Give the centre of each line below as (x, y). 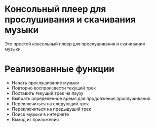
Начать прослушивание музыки (45, 83)
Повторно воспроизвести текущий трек (54, 88)
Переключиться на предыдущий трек (52, 109)
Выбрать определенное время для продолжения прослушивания (81, 98)
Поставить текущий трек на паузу (47, 93)
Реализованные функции (59, 69)
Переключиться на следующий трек (50, 104)
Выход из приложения (35, 119)
